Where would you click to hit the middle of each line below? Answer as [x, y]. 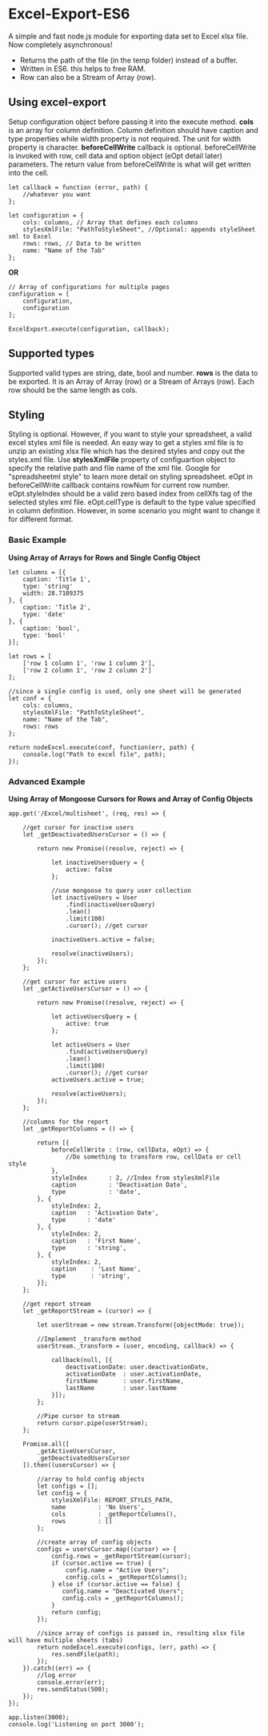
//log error [57, 1675]
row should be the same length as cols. [73, 390]
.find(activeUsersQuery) [107, 1051]
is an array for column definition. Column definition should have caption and [133, 130]
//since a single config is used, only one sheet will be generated [125, 691]
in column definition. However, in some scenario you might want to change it [134, 511]
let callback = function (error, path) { [78, 187]
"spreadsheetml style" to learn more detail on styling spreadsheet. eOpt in [131, 476]
